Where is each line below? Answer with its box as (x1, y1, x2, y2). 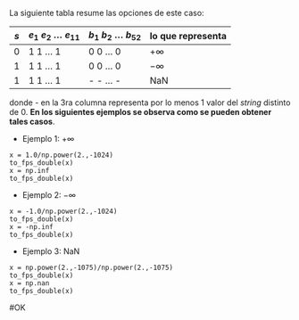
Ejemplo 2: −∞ (21, 190, 77, 201)
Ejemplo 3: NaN (21, 246, 80, 257)
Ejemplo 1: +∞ (21, 134, 75, 144)
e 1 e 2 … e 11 (28, 29, 80, 43)
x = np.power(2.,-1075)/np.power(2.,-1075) (9, 263, 174, 273)
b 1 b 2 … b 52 (88, 29, 141, 43)
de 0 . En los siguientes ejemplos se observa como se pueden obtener (9, 107, 272, 118)
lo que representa (149, 29, 228, 42)
